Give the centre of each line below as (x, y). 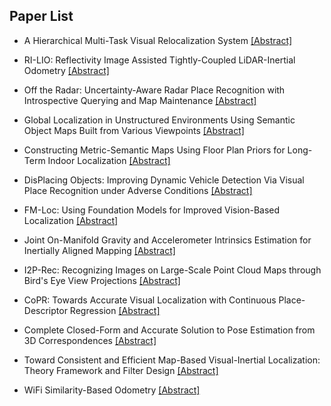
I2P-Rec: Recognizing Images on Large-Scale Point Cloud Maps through (172, 270)
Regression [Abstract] (115, 310)
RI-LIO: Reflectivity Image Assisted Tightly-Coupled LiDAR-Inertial (159, 60)
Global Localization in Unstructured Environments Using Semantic (159, 120)
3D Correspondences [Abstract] (90, 340)
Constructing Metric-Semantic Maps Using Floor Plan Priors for (154, 150)
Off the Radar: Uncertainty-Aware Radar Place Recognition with (154, 90)
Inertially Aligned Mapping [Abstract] (99, 250)
